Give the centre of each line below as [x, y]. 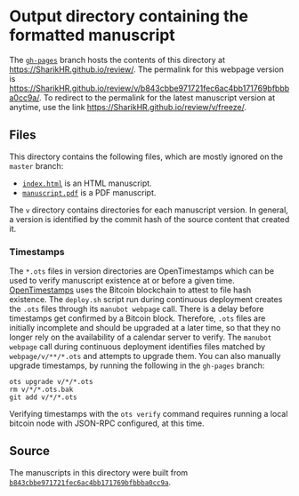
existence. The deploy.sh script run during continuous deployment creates [146, 300]
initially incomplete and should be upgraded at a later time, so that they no [145, 328]
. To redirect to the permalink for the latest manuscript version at [157, 97]
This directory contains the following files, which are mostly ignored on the [146, 156]
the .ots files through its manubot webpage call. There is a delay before [137, 309]
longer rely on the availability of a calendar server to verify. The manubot [141, 337]
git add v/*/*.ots [43, 397]
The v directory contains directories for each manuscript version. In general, [149, 210]
